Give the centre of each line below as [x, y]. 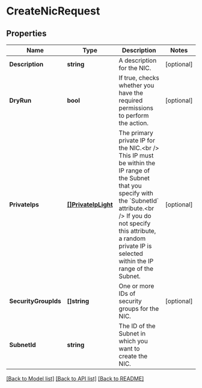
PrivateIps [24, 205]
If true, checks [139, 78]
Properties [26, 33]
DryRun [20, 100]
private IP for [137, 140]
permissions [136, 108]
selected [131, 253]
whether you [136, 85]
